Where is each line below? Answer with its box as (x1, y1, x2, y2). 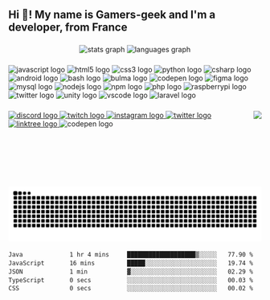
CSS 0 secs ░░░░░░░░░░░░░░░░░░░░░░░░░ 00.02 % (8, 285, 253, 293)
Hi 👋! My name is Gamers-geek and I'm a (8, 8, 215, 22)
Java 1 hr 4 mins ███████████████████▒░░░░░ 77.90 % (8, 250, 253, 258)
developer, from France (8, 21, 128, 35)
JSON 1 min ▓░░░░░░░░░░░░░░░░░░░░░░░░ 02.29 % (8, 267, 253, 276)
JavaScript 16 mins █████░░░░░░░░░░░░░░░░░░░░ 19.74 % (8, 259, 253, 267)
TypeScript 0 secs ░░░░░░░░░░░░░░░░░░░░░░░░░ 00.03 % (8, 276, 253, 284)
